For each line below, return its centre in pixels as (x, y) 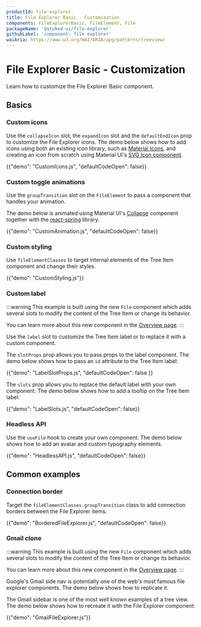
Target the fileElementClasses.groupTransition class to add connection (96, 505)
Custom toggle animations (46, 182)
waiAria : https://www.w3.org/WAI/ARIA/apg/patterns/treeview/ (86, 40)
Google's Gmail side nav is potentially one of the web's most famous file (96, 581)
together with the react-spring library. (53, 219)
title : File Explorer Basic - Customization (63, 17)
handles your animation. (36, 201)
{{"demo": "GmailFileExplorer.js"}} (49, 617)
